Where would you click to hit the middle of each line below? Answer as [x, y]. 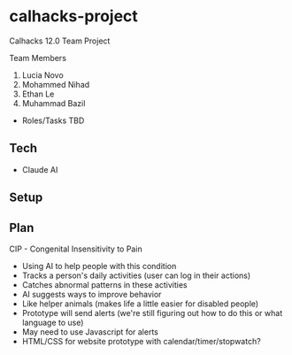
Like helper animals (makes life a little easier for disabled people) [140, 304]
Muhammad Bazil [54, 103]
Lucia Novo [42, 75]
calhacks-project [74, 16]
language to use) [53, 322]
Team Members [38, 58]
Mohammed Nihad [56, 84]
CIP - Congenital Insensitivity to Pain [76, 249]
